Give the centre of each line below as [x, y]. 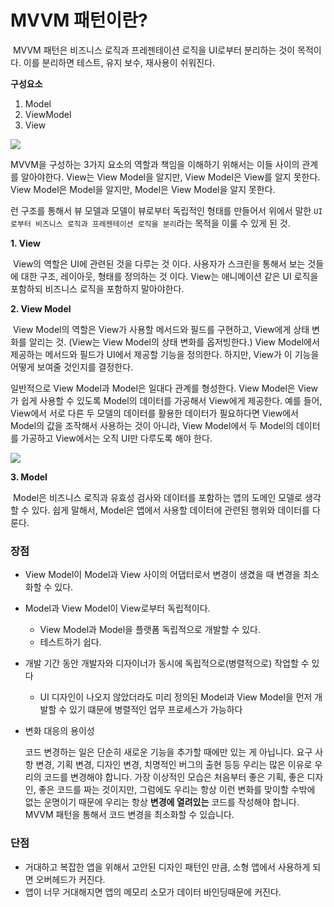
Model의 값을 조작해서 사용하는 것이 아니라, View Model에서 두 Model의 [152, 425]
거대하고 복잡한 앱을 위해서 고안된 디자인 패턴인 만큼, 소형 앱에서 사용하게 [167, 867]
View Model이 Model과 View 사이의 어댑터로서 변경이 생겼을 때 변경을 [162, 575]
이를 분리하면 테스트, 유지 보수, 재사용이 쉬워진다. [119, 62]
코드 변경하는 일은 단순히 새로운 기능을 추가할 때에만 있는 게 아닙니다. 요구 [168, 752]
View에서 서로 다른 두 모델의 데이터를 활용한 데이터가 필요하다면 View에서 [154, 413]
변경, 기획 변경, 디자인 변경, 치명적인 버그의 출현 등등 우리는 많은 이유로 [174, 765]
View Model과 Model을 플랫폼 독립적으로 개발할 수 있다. [150, 630]
